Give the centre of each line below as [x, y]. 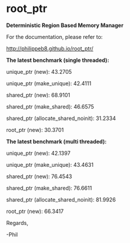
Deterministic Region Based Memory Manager [65, 25]
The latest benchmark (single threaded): [58, 60]
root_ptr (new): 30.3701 [35, 130]
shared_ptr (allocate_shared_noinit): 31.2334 [61, 118]
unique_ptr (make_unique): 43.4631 [50, 164]
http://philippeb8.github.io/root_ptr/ [50, 48]
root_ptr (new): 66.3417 [35, 211]
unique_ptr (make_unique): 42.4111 [49, 83]
